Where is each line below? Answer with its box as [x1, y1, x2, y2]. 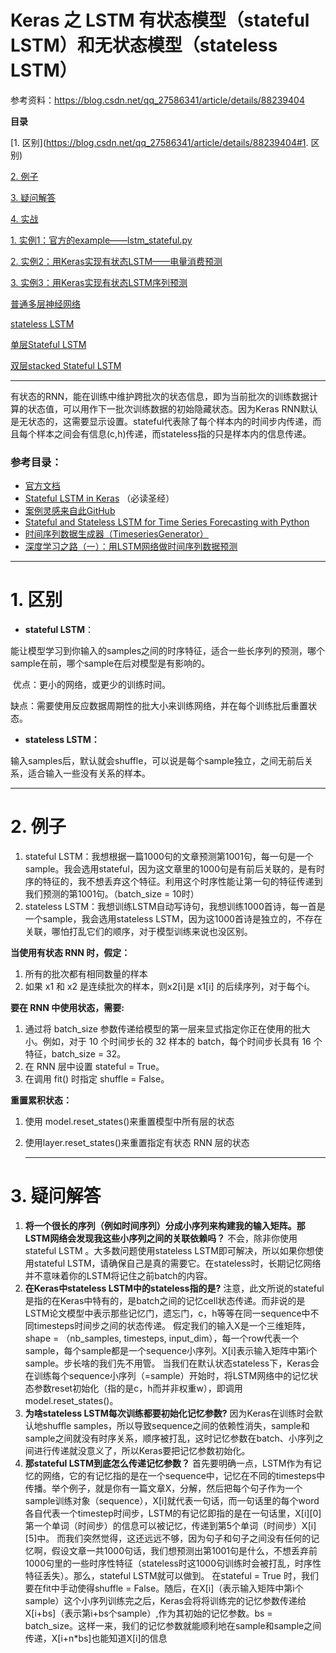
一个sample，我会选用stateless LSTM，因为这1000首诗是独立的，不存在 [24, 913, 323, 925]
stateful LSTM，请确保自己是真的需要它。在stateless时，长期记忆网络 [33, 1257, 322, 1270]
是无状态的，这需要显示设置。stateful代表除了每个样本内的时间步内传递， [10, 415, 313, 427]
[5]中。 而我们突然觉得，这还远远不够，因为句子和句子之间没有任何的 [24, 1532, 312, 1545]
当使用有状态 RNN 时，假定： [10, 947, 131, 959]
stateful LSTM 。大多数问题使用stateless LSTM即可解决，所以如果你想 [24, 1245, 315, 1257]
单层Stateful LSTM [10, 338, 87, 350]
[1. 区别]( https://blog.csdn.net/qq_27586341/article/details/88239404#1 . [10, 136, 309, 148]
